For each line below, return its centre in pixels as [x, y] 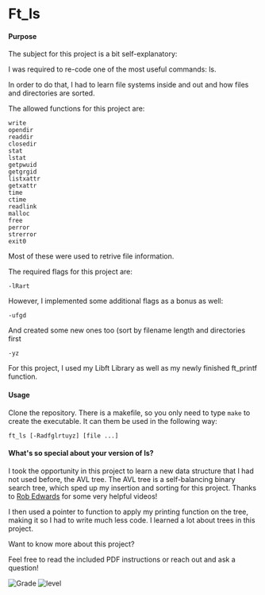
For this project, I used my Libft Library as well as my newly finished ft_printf [133, 368]
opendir [21, 130]
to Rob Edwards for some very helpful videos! [83, 496]
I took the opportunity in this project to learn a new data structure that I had [131, 471]
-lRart [19, 286]
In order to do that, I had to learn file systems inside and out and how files [129, 85]
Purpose [23, 36]
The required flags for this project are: [71, 272]
